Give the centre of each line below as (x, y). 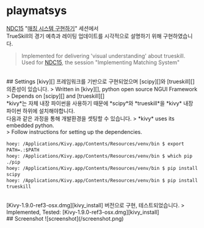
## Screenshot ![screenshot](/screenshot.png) (65, 218)
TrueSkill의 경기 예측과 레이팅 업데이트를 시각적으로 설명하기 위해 (84, 36)
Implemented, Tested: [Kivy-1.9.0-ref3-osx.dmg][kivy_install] (83, 212)
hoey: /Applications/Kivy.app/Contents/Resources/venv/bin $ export (95, 144)
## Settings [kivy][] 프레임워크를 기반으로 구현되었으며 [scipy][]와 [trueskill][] (100, 81)
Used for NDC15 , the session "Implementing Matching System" (100, 62)
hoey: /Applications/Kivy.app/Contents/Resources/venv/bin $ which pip (99, 156)
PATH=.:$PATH (23, 150)
